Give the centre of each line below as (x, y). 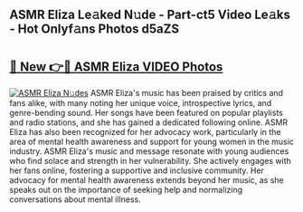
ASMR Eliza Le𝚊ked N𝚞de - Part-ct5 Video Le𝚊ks (150, 15)
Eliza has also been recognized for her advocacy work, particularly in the (146, 132)
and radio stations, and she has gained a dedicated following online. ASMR (149, 122)
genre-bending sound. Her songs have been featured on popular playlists (146, 113)
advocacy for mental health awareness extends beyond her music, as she (147, 180)
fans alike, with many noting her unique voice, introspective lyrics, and (141, 103)
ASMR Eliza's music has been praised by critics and (186, 93)
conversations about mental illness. (76, 199)
